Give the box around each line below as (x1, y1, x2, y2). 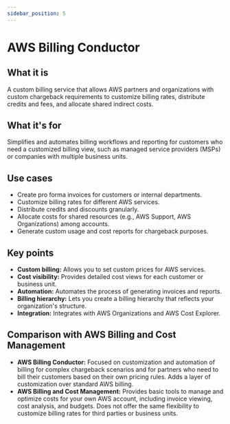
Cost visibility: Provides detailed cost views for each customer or (16, 273, 204, 281)
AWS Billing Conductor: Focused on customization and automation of (16, 358, 216, 366)
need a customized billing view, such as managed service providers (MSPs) (7, 145, 221, 153)
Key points (7, 247, 54, 258)
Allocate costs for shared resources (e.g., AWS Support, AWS (16, 212, 191, 221)
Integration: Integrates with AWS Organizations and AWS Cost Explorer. (16, 309, 221, 317)
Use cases (7, 172, 53, 184)
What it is (7, 67, 49, 79)
